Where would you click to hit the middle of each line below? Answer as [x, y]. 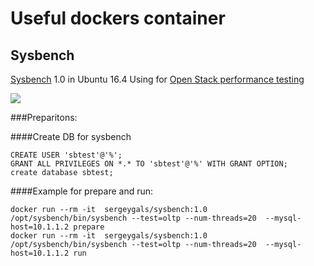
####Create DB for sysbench [71, 136]
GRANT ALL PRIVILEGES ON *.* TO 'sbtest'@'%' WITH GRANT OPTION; [149, 164]
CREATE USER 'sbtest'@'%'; [66, 155]
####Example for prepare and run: [82, 191]
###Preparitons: [44, 117]
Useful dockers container [118, 18]
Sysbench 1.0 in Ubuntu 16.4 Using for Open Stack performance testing [157, 79]
